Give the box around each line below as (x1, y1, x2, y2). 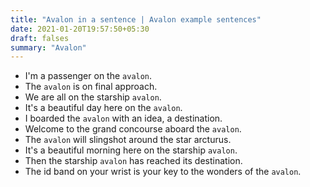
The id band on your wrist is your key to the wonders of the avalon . (24, 166, 302, 178)
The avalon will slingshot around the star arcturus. (24, 134, 232, 146)
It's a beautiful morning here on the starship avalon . (24, 144, 238, 156)
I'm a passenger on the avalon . (24, 70, 153, 82)
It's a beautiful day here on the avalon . (24, 102, 183, 114)
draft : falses (10, 33, 70, 43)
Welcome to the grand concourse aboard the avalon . (24, 123, 242, 135)
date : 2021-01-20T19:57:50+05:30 (10, 24, 150, 34)
